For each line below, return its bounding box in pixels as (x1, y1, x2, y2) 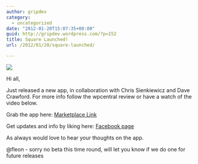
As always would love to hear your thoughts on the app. (6, 134, 144, 141)
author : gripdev (6, 8, 47, 15)
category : (6, 14, 31, 20)
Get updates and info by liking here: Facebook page (6, 122, 134, 129)
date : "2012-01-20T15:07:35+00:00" (6, 25, 95, 32)
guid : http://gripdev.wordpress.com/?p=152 (6, 31, 117, 37)
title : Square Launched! (6, 37, 68, 42)
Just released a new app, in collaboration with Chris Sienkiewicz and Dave (6, 86, 190, 93)
